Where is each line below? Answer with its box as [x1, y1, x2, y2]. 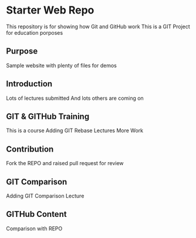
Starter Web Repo [6, 4, 94, 17]
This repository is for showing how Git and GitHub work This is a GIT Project [6, 23, 191, 30]
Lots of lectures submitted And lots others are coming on [6, 95, 144, 102]
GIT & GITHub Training [6, 111, 90, 121]
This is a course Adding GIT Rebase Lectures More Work [6, 127, 144, 134]
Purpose [6, 46, 38, 56]
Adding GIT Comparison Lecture [6, 192, 85, 199]
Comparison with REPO [6, 224, 63, 232]
